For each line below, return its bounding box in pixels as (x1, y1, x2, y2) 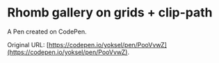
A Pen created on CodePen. (7, 27, 87, 36)
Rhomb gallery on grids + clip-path (7, 5, 213, 21)
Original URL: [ (7, 40, 49, 49)
